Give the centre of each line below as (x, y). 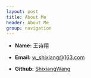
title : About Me (26, 17)
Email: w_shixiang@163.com (50, 57)
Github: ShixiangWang (43, 69)
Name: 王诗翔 (32, 45)
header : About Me (28, 22)
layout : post (22, 12)
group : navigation (29, 28)
